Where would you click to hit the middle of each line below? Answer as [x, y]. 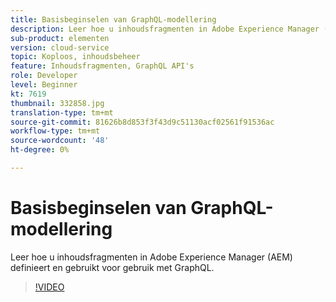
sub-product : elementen [60, 38]
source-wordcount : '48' [60, 141]
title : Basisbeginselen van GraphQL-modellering [113, 19]
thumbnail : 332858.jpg [57, 103]
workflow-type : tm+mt [55, 131]
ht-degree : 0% [40, 150]
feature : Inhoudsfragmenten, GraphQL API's [102, 66]
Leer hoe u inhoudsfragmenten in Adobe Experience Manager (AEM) [151, 257]
